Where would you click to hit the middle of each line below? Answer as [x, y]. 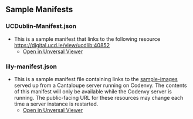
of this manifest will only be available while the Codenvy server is [93, 91]
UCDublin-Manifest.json [41, 26]
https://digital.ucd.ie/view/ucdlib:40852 [62, 45]
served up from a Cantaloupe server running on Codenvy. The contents [100, 85]
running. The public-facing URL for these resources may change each [99, 97]
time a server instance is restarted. [56, 104]
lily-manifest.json [31, 66]
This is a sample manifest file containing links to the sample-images [96, 79]
